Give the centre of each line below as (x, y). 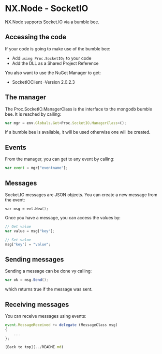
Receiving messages (37, 304)
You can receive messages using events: (46, 316)
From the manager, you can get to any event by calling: (60, 159)
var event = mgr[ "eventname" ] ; (37, 168)
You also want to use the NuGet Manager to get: (53, 73)
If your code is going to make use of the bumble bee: (58, 48)
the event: (15, 200)
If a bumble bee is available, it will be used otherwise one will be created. (78, 132)
